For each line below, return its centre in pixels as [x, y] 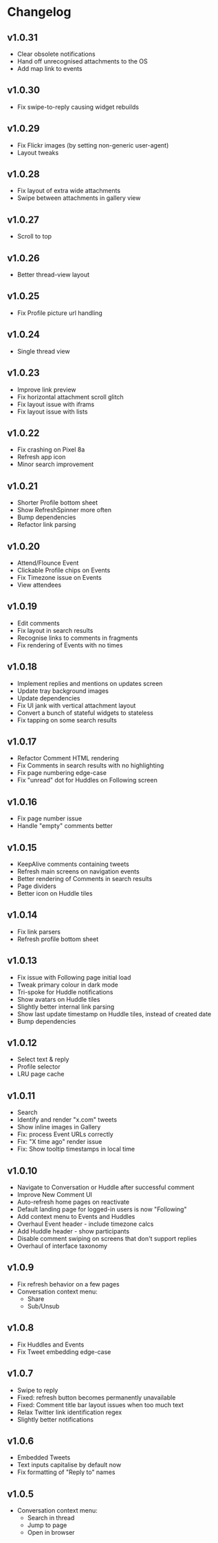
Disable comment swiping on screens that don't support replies [107, 1239]
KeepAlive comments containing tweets [73, 864]
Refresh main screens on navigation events [78, 871]
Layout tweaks [38, 152]
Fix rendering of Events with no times [70, 645]
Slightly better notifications [55, 1419]
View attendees [39, 585]
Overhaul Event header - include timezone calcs [85, 1224]
